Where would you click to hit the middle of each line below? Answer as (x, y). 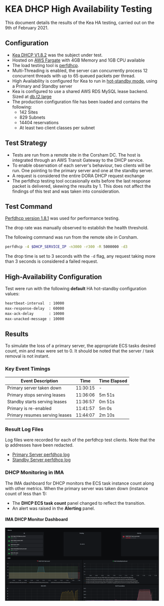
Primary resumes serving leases (39, 415)
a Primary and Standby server (42, 86)
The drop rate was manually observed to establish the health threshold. (77, 228)
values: (12, 294)
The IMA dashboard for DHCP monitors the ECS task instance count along (80, 483)
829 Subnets (32, 117)
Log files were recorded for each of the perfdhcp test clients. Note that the (80, 440)
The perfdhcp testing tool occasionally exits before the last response (81, 181)
